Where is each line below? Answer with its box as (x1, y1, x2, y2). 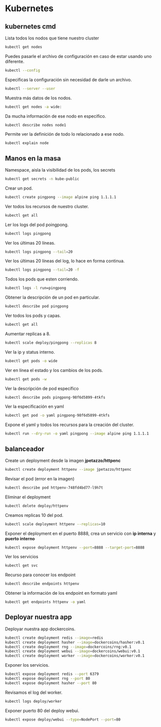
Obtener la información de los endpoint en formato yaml (5, 590, 118, 596)
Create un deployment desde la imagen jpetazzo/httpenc (5, 458, 121, 463)
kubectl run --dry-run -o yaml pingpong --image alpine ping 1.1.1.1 (5, 431, 149, 436)
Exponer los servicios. (5, 662, 50, 668)
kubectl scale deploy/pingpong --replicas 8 (5, 340, 97, 345)
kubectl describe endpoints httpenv (5, 582, 79, 586)
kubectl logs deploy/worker (5, 699, 62, 704)
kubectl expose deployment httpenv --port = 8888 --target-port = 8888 (5, 545, 145, 550)
